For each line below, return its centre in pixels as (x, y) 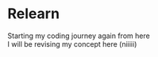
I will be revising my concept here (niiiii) (72, 44)
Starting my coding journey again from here (79, 36)
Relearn (34, 14)
